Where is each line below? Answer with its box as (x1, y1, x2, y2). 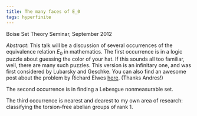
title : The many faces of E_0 (6, 8, 81, 15)
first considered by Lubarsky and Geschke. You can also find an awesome (6, 68, 187, 75)
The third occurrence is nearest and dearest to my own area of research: (6, 97, 183, 104)
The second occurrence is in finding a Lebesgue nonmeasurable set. (6, 86, 174, 93)
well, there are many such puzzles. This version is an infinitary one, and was (6, 62, 192, 69)
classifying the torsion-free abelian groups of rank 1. (6, 104, 133, 111)
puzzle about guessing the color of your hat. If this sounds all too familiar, (6, 55, 185, 62)
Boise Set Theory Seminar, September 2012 (6, 30, 112, 37)
